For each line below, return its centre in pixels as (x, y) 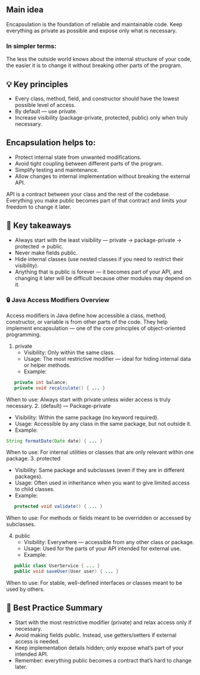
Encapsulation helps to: (51, 143)
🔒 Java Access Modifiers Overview (58, 300)
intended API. (31, 654)
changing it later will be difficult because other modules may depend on (103, 278)
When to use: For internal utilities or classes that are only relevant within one (100, 452)
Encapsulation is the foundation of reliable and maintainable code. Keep (94, 24)
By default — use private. (46, 111)
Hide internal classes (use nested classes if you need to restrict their (99, 259)
